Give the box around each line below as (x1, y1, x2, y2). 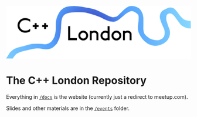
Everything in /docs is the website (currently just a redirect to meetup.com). (6, 93, 188, 100)
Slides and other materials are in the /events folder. (6, 105, 130, 112)
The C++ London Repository (6, 73, 147, 87)
